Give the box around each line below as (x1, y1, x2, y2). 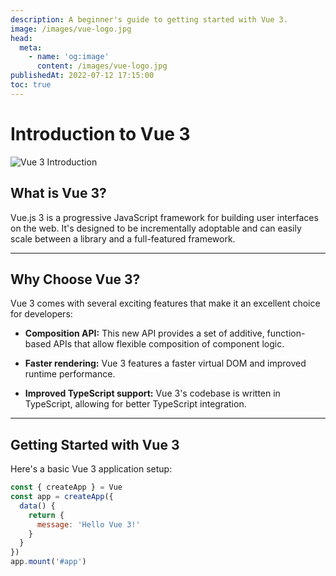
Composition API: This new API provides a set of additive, (24, 327, 265, 340)
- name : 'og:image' (28, 52, 110, 62)
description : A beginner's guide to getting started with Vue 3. (10, 14, 288, 25)
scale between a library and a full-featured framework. (10, 232, 236, 245)
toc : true (10, 80, 52, 90)
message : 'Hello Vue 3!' (36, 519, 141, 530)
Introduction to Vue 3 (10, 122, 191, 145)
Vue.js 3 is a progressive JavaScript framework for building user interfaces (10, 211, 319, 223)
